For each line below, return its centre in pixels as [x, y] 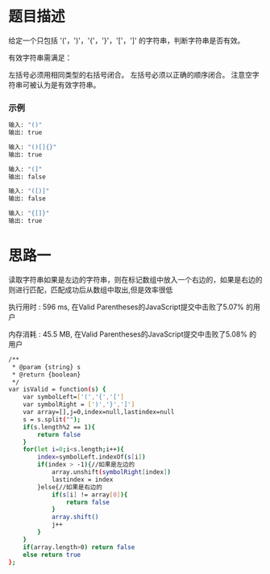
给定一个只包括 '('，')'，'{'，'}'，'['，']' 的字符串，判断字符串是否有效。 [127, 40]
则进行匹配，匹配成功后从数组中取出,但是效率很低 [91, 289]
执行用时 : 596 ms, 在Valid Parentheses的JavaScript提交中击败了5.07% [126, 307]
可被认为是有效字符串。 [61, 85]
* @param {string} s [46, 367]
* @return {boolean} [46, 375]
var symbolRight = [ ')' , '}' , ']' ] [79, 404]
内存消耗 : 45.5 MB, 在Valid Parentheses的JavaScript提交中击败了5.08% [128, 334]
